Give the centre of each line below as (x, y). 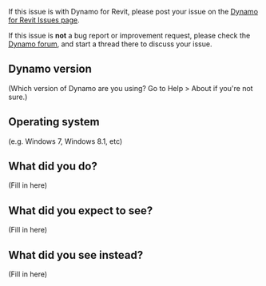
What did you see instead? (76, 255)
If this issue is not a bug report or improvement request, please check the (129, 36)
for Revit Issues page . (44, 20)
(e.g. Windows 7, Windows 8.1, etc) (66, 141)
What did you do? (53, 167)
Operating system (54, 122)
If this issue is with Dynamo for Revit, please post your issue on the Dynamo (133, 12)
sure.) (18, 97)
